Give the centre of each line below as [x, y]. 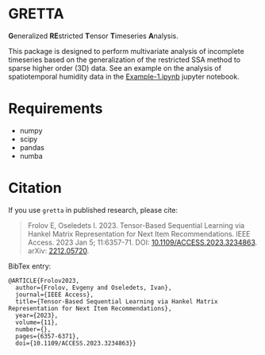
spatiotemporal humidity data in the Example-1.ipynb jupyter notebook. [124, 76]
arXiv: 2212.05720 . [58, 250]
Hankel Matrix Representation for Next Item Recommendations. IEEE [139, 233]
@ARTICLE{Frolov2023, [44, 280]
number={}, [33, 329]
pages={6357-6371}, [48, 336]
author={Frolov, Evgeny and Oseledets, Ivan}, [94, 287]
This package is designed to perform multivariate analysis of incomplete [126, 51]
